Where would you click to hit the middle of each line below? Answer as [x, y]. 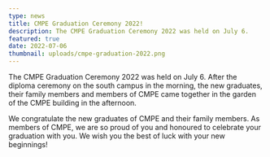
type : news [27, 16]
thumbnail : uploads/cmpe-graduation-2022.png [87, 54]
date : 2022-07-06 [38, 46]
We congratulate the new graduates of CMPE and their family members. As [134, 118]
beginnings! [28, 144]
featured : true [34, 39]
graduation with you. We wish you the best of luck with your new [117, 136]
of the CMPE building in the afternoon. [72, 103]
